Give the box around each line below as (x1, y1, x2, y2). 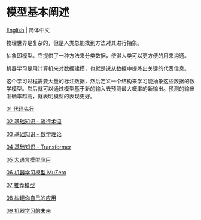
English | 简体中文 (6, 26, 50, 34)
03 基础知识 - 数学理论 (6, 130, 62, 138)
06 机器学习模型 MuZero (6, 168, 67, 176)
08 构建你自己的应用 (6, 194, 57, 201)
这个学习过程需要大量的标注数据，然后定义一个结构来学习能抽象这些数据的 (6, 77, 190, 85)
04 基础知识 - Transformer (6, 143, 72, 150)
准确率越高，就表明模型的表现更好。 (6, 92, 96, 100)
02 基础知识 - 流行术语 (6, 117, 62, 125)
